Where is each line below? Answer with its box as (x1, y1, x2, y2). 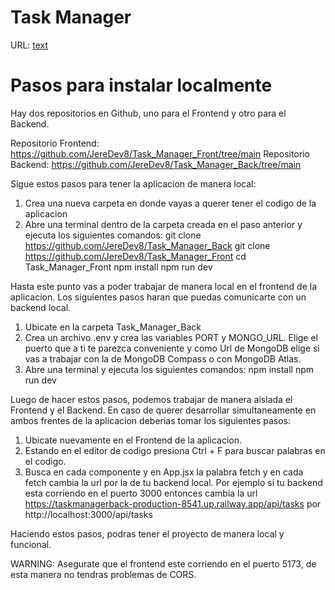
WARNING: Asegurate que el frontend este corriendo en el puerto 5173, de (10, 557, 317, 570)
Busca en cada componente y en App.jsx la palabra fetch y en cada (24, 466, 304, 478)
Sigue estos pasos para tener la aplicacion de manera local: (10, 177, 257, 190)
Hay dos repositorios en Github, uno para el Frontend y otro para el (10, 107, 287, 119)
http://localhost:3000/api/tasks (24, 508, 153, 520)
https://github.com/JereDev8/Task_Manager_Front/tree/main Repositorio (10, 147, 310, 160)
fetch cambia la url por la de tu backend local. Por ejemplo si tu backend (24, 476, 323, 488)
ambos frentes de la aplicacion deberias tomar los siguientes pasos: (10, 414, 291, 426)
